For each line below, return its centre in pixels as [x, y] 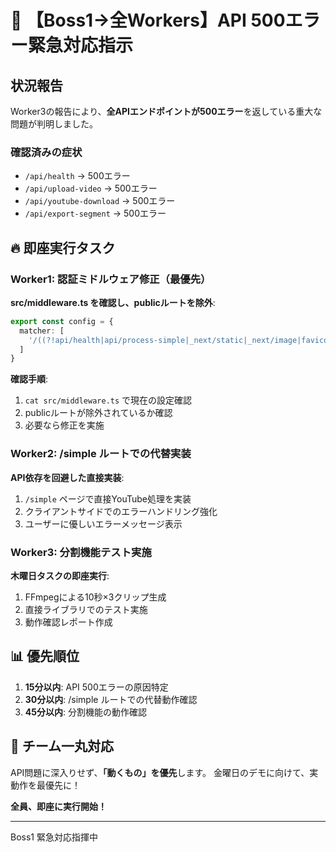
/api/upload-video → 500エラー [91, 188]
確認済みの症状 [46, 152]
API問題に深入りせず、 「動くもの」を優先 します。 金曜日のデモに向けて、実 [164, 772]
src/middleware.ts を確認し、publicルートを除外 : [113, 302]
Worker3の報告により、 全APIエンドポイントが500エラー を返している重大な [166, 111]
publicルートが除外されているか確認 [98, 413]
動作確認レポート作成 [68, 622]
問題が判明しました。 [54, 124]
